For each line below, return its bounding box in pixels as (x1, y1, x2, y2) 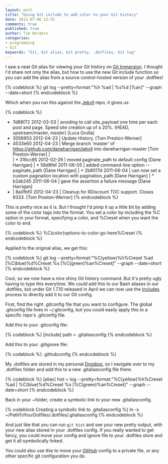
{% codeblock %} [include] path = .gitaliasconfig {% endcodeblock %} (5, 332, 152, 338)
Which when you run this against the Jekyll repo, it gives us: (5, 99, 130, 105)
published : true (5, 26, 39, 31)
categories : (5, 36, 30, 41)
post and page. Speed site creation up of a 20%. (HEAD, (12, 124, 130, 130)
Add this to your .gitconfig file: (5, 321, 68, 328)
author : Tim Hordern (5, 31, 49, 36)
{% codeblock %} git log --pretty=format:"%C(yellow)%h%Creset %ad (5, 255, 153, 261)
